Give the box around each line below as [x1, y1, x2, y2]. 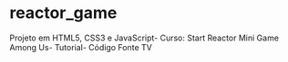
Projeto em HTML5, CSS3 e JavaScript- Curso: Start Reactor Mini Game [9, 32, 280, 43]
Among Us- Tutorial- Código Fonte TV [9, 41, 152, 52]
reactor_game [9, 3, 118, 23]
